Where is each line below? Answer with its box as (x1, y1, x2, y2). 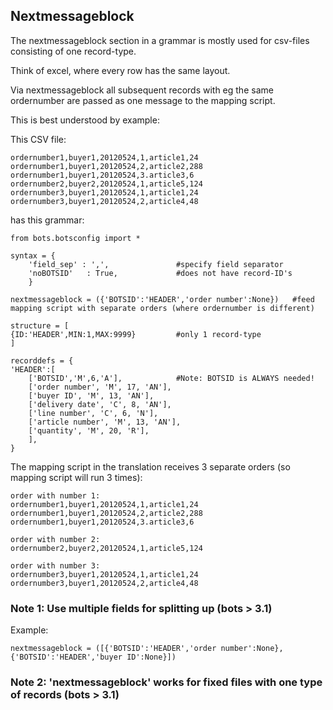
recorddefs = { (10, 355, 74, 366)
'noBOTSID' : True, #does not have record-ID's (28, 268, 293, 278)
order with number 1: (10, 490, 101, 501)
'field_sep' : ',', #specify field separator (28, 259, 284, 269)
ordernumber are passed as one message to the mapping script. (10, 94, 276, 106)
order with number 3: (10, 560, 101, 571)
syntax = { (10, 250, 56, 261)
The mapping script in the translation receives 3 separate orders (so (10, 460, 291, 473)
